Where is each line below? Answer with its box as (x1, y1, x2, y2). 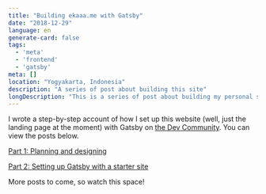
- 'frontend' (15, 56, 59, 64)
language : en (8, 26, 51, 34)
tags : (8, 41, 26, 49)
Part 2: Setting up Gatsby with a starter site (8, 162, 149, 171)
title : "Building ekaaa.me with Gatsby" (8, 11, 144, 20)
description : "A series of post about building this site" (8, 85, 207, 93)
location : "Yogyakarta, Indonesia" (8, 78, 126, 86)
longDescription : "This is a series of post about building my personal (8, 93, 253, 101)
